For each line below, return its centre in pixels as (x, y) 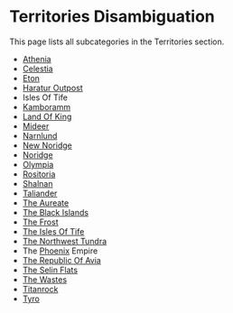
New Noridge (47, 145)
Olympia (38, 164)
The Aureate (46, 203)
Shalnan (37, 183)
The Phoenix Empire (60, 251)
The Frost (40, 222)
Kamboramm (46, 106)
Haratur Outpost (52, 87)
